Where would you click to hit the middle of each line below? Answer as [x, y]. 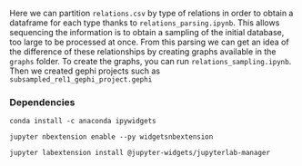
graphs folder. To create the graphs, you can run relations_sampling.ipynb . [151, 61]
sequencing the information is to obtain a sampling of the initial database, [147, 32]
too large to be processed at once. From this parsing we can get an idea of [149, 42]
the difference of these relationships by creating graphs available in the [143, 52]
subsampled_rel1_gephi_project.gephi [81, 80]
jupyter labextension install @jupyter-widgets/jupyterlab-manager [140, 153]
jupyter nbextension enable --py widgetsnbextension [111, 137]
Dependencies [42, 102]
